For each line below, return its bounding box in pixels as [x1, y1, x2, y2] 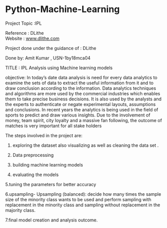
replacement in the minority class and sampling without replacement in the [5, 202, 160, 208]
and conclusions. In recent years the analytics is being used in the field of [5, 106, 158, 112]
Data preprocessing [12, 152, 54, 158]
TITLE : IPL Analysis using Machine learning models [5, 65, 113, 71]
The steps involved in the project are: [5, 132, 83, 138]
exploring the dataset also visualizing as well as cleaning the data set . [12, 142, 159, 148]
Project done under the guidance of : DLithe [5, 45, 97, 51]
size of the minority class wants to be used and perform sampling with [5, 196, 151, 202]
